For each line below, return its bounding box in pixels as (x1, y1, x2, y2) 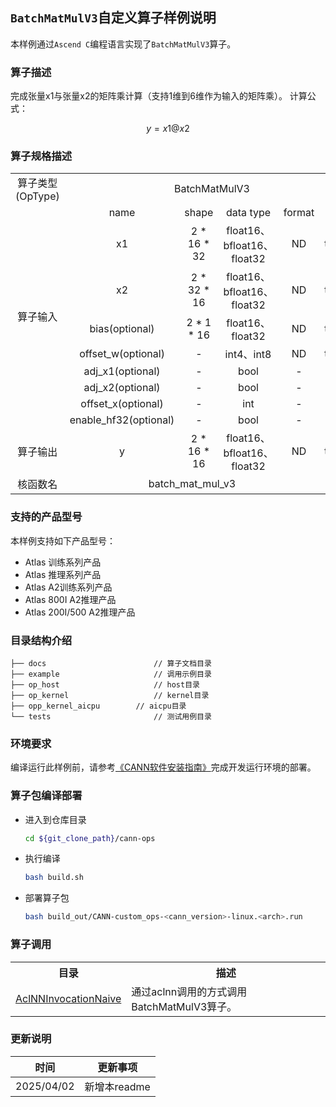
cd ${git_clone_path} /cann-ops (24, 833, 156, 843)
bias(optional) (89, 322, 155, 336)
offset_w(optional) (79, 347, 165, 361)
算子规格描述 (10, 149, 73, 163)
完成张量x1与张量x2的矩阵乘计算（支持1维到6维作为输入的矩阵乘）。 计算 (10, 90, 308, 102)
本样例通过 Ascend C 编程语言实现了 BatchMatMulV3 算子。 (10, 38, 237, 50)
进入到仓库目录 (24, 813, 87, 825)
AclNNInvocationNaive (15, 991, 122, 1005)
